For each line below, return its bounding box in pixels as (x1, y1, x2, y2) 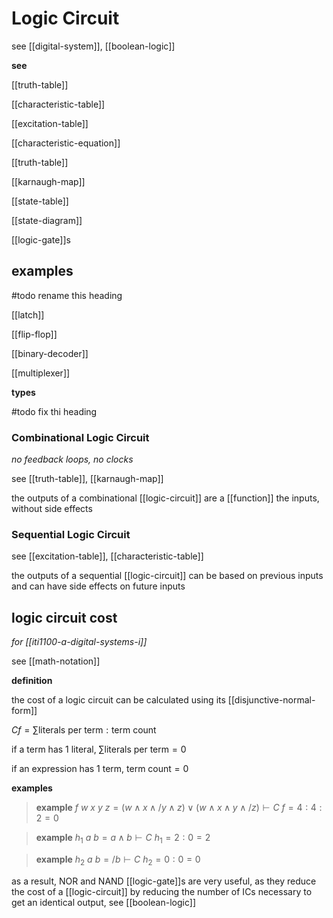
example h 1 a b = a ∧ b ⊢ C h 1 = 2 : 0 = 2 (35, 832, 211, 846)
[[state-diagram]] (11, 214, 83, 226)
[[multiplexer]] (11, 367, 71, 379)
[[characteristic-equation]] (11, 137, 121, 149)
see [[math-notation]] (11, 655, 101, 667)
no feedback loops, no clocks (11, 453, 134, 466)
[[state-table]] (11, 195, 69, 207)
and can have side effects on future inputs (11, 580, 186, 592)
